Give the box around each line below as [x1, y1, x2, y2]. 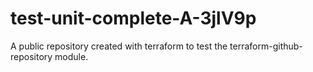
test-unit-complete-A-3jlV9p [10, 7, 257, 30]
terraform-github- [229, 40, 303, 52]
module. [54, 50, 89, 62]
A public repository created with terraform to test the [10, 40, 228, 52]
